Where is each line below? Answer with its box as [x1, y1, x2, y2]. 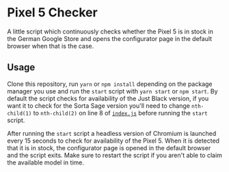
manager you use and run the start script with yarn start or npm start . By [7, 87, 218, 95]
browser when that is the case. [7, 42, 94, 50]
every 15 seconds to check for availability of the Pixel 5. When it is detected [7, 137, 220, 145]
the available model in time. [7, 158, 84, 167]
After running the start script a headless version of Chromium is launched [7, 129, 217, 137]
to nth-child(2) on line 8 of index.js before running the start [33, 109, 208, 117]
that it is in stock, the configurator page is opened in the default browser [7, 143, 211, 152]
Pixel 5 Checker [7, 5, 98, 20]
